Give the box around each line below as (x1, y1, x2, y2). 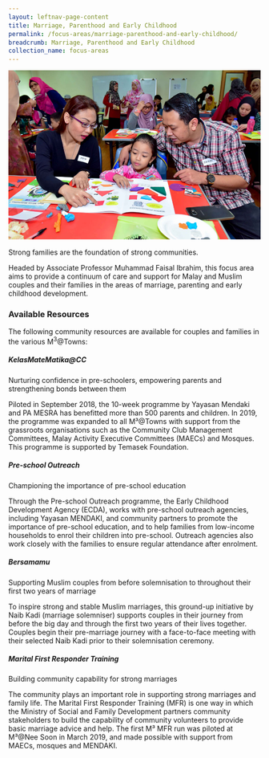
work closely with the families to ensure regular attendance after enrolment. (8, 539, 259, 548)
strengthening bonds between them (8, 384, 126, 393)
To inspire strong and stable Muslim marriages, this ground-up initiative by (8, 601, 254, 611)
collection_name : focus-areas (8, 47, 110, 55)
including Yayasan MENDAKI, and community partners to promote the (8, 513, 239, 523)
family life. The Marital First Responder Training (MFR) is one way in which (8, 699, 254, 708)
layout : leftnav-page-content (8, 13, 110, 21)
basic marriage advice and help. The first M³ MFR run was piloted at (8, 723, 234, 734)
